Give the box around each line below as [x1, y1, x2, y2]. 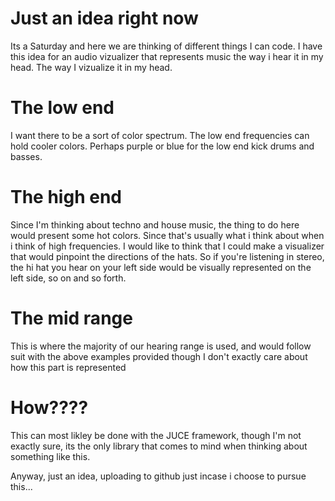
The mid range [10, 307, 133, 329]
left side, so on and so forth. [10, 272, 127, 284]
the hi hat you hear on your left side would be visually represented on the [10, 261, 312, 273]
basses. [10, 150, 43, 162]
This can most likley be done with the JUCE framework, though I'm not [10, 429, 302, 441]
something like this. [10, 450, 91, 462]
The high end [10, 186, 122, 209]
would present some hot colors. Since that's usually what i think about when [10, 229, 325, 241]
